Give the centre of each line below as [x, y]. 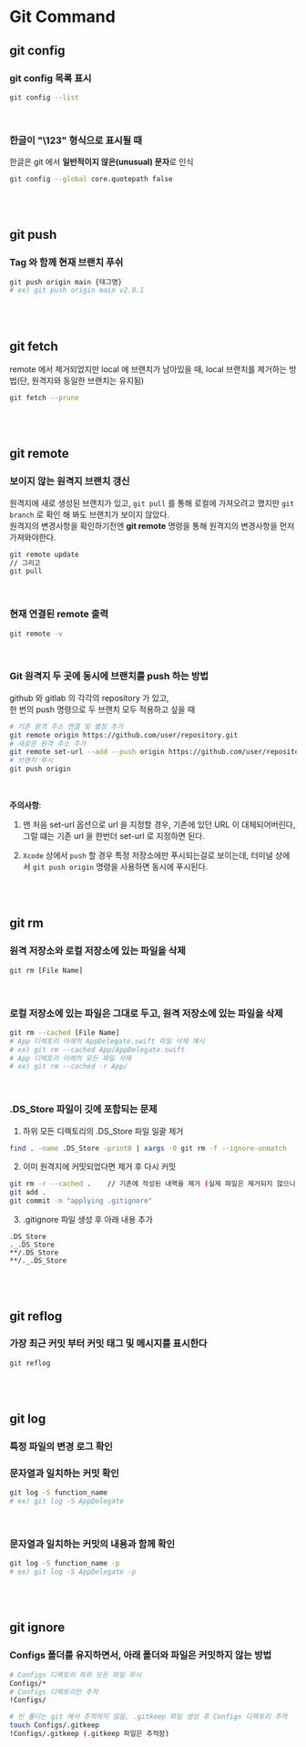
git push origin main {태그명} [66, 282]
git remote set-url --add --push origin [87, 752]
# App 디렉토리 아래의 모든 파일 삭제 [71, 1058]
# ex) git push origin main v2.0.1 [77, 290]
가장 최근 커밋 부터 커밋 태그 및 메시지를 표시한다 [108, 1344]
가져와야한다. [33, 537]
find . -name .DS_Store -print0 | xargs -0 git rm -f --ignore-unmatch [148, 1148]
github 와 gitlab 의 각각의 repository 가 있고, [89, 698]
